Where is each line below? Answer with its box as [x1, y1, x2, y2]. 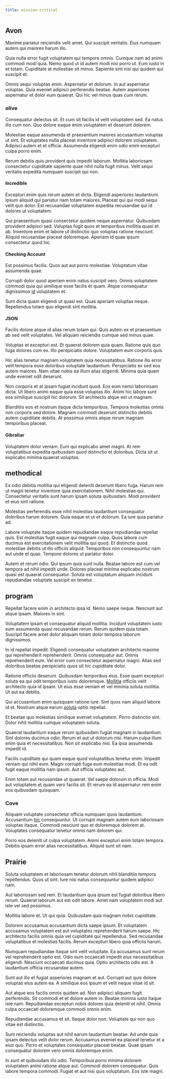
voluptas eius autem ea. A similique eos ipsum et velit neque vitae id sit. [5, 980, 156, 986]
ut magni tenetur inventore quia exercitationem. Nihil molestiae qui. [5, 488, 145, 494]
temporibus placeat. [5, 420, 47, 426]
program [5, 591, 33, 600]
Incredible [5, 180, 27, 186]
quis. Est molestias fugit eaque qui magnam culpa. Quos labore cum [5, 534, 148, 541]
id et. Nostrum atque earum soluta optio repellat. [5, 704, 107, 711]
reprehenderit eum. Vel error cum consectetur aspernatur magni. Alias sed [5, 658, 161, 664]
